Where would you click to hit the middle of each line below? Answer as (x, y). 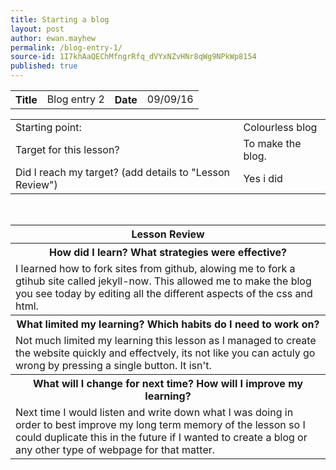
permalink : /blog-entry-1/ (66, 47)
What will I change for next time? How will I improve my (168, 383)
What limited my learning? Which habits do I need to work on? (168, 324)
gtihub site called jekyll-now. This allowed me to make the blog (163, 281)
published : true (44, 66)
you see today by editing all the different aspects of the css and (164, 293)
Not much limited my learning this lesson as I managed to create (166, 340)
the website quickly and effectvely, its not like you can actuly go (165, 353)
